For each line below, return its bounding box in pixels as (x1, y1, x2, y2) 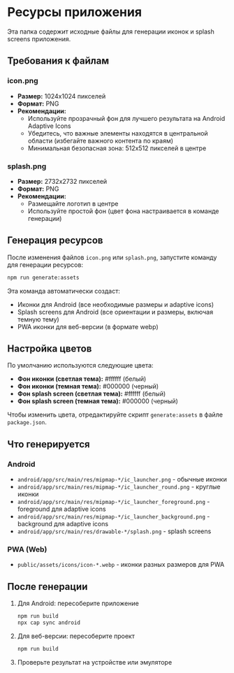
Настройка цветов (7, 343, 92, 354)
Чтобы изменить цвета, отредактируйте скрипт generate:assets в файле (7, 410, 224, 419)
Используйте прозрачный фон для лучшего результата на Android (27, 114, 226, 122)
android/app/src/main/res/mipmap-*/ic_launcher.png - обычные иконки (17, 475, 227, 484)
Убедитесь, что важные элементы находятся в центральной (27, 129, 208, 137)
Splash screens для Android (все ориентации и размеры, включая (17, 307, 214, 316)
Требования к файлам (7, 55, 110, 67)
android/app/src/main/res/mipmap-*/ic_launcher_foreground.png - (17, 498, 210, 506)
